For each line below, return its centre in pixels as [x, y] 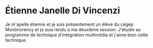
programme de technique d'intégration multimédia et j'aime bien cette [76, 35]
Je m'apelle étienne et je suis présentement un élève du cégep [69, 24]
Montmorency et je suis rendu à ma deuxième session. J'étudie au [73, 29]
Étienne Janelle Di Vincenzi [63, 11]
